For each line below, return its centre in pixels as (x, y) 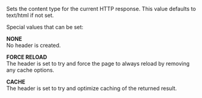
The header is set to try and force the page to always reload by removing (98, 64)
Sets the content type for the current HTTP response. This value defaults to (101, 9)
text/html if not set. (30, 15)
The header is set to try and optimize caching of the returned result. (92, 88)
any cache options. (31, 70)
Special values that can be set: (45, 27)
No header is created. (34, 45)
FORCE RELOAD (27, 57)
